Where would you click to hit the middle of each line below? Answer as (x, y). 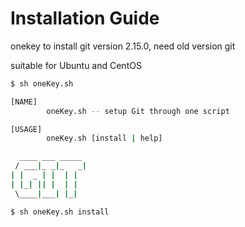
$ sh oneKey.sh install (60, 212)
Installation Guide (85, 18)
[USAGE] (26, 129)
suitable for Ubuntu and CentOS (76, 65)
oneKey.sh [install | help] (104, 138)
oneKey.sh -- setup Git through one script (138, 111)
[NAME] (24, 102)
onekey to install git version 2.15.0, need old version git (123, 46)
